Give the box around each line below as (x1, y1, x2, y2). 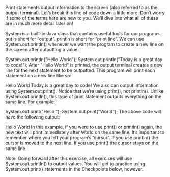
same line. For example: (5, 99, 55, 105)
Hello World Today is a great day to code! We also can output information (5, 82, 159, 88)
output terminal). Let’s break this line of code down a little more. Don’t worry (5, 10, 165, 16)
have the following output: (5, 114, 60, 120)
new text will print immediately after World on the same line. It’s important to (5, 129, 165, 135)
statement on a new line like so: (5, 73, 71, 78)
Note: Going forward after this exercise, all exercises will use (5, 155, 132, 161)
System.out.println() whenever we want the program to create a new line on (5, 41, 164, 47)
